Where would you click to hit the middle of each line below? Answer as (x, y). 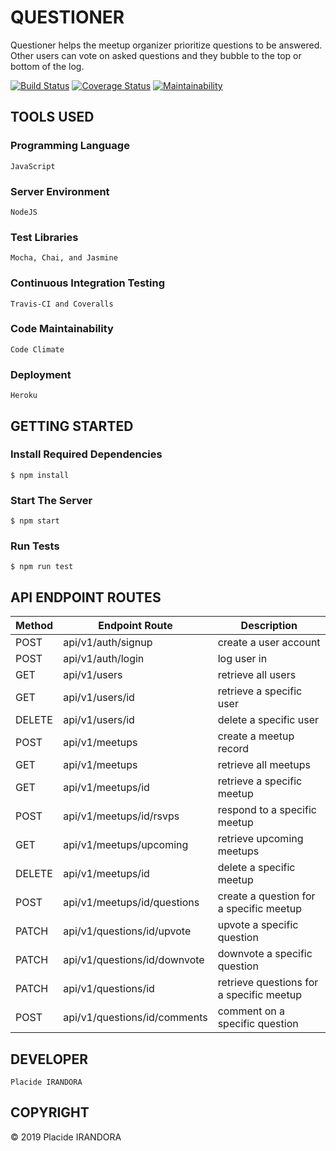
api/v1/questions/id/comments (135, 1018)
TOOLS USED (52, 117)
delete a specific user (268, 720)
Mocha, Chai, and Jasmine (64, 258)
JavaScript (33, 166)
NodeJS (24, 212)
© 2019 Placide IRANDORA (66, 1137)
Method (34, 626)
